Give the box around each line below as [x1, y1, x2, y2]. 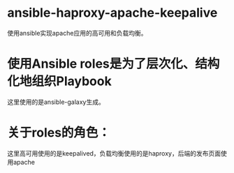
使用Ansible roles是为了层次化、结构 [7, 56, 220, 72]
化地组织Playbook [7, 73, 112, 89]
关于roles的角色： [7, 125, 110, 141]
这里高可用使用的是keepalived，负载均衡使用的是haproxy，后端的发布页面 [7, 149, 221, 158]
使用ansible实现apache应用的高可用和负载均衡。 [7, 29, 147, 37]
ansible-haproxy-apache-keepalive [7, 5, 218, 21]
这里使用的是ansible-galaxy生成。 [7, 98, 105, 106]
